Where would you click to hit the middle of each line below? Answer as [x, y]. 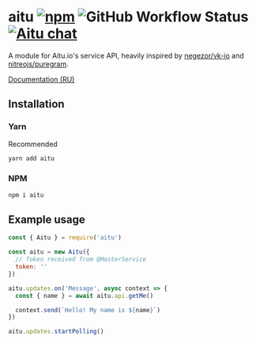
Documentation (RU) [41, 79]
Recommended [33, 144]
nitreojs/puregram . [38, 64]
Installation [36, 104]
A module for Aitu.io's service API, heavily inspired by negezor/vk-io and [126, 55]
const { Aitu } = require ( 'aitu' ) [65, 238]
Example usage [47, 220]
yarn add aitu [32, 158]
